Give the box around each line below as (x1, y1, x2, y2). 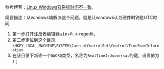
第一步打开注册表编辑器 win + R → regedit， (12, 31, 98, 36)
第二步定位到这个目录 (12, 37, 55, 43)
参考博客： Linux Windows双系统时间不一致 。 (5, 4, 96, 10)
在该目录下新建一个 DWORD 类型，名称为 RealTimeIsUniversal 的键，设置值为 (12, 52, 160, 58)
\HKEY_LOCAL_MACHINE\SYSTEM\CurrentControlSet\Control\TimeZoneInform (12, 43, 160, 48)
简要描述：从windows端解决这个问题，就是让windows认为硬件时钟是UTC (5, 15, 153, 20)
